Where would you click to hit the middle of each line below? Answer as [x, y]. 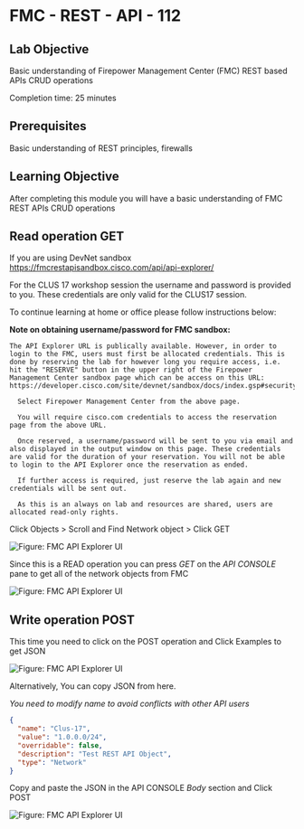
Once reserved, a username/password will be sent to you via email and [156, 441]
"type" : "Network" [52, 762]
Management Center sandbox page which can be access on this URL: [137, 378]
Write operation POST [72, 620]
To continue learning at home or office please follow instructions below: [143, 312]
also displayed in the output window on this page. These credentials [145, 449]
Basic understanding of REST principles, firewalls [101, 148]
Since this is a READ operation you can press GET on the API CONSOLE [142, 564]
